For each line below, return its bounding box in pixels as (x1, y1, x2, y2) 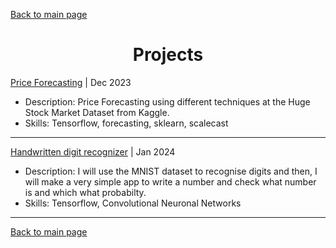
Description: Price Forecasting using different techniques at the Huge (24, 95, 311, 108)
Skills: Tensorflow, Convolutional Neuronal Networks (24, 197, 242, 209)
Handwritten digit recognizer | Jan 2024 (10, 145, 176, 158)
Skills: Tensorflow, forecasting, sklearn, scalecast (24, 117, 229, 129)
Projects (132, 44, 204, 66)
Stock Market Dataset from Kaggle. (24, 106, 170, 118)
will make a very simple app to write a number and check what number (24, 175, 317, 188)
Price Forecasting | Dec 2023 (10, 76, 132, 88)
